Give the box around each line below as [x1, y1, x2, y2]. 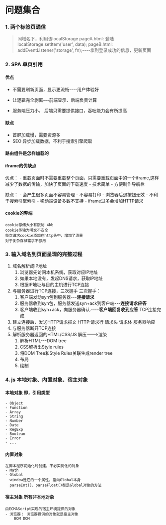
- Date [5, 423, 19, 428]
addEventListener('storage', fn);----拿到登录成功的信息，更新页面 [17, 47, 152, 53]
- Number [5, 418, 23, 423]
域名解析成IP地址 [12, 263, 47, 269]
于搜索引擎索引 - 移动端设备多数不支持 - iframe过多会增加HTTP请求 [5, 198, 144, 204]
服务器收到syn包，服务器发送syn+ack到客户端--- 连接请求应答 [19, 300, 147, 306]
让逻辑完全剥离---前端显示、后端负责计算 [12, 97, 97, 103]
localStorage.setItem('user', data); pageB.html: [17, 41, 113, 47]
